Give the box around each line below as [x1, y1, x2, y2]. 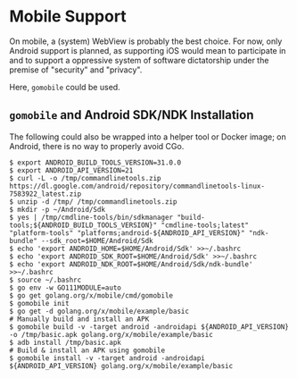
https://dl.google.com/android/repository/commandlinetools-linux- [9, 181, 266, 190]
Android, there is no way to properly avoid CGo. [9, 140, 185, 151]
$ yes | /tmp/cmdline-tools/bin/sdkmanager [9, 213, 174, 222]
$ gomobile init [9, 299, 70, 307]
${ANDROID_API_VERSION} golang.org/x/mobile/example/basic [9, 361, 234, 370]
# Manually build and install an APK [9, 315, 150, 324]
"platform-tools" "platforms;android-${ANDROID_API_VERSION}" [9, 228, 245, 238]
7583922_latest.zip [9, 189, 82, 198]
